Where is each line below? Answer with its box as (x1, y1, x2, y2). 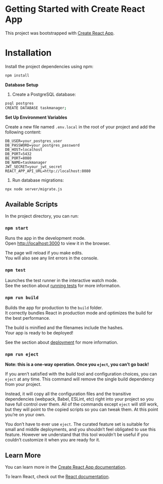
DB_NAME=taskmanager (5, 160, 47, 165)
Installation (5, 48, 52, 58)
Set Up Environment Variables (5, 114, 68, 120)
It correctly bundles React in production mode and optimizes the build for (5, 310, 153, 316)
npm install (5, 73, 29, 78)
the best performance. (5, 315, 50, 321)
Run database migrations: (12, 177, 64, 183)
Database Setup (5, 82, 39, 88)
